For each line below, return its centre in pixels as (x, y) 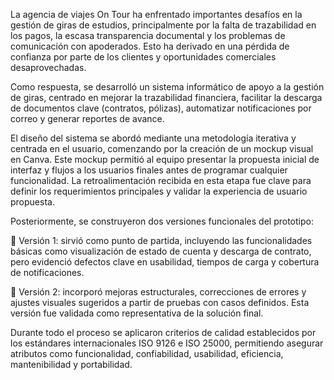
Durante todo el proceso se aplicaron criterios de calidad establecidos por (163, 332)
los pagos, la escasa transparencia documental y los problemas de (148, 35)
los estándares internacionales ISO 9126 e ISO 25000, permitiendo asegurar (167, 343)
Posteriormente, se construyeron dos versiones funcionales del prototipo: (162, 221)
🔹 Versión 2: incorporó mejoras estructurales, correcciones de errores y (158, 292)
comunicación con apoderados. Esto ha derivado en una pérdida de (150, 46)
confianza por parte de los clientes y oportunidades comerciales (143, 57)
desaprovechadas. (48, 67)
